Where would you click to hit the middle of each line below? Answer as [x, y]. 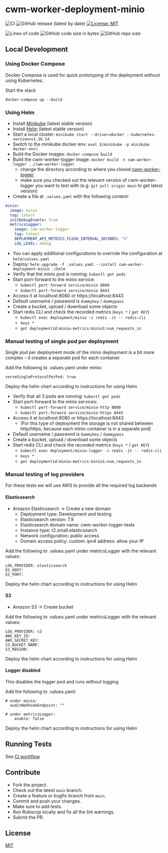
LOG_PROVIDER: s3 [24, 631]
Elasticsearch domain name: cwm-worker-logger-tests [77, 525]
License [18, 833]
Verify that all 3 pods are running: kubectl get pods [66, 396]
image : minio [24, 210]
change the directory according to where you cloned [75, 169]
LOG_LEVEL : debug [33, 243]
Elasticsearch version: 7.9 [47, 519]
